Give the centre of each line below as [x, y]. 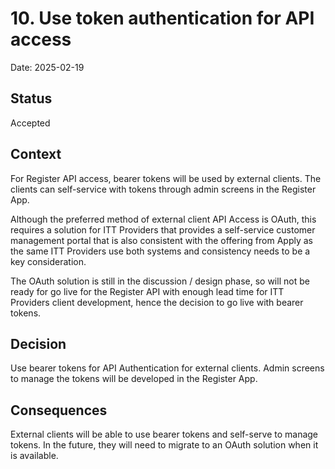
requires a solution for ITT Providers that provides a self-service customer [163, 229]
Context [36, 154]
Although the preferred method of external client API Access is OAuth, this [163, 219]
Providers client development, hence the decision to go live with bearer [157, 302]
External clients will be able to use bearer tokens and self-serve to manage [164, 434]
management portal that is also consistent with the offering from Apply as [161, 240]
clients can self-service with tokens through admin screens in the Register [163, 189]
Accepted [30, 123]
